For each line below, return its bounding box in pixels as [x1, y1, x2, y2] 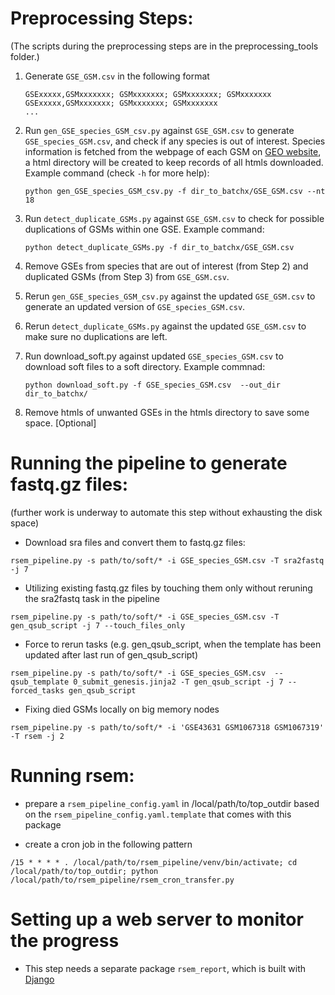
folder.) [10, 50, 40, 62]
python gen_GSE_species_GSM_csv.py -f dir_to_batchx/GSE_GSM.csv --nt [24, 186, 326, 196]
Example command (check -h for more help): [24, 167, 210, 179]
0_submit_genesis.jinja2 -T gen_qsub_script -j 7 [73, 677, 284, 687]
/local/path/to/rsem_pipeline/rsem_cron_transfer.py [10, 875, 235, 885]
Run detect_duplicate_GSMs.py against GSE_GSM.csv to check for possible [24, 212, 325, 224]
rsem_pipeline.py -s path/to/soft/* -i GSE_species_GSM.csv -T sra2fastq [10, 555, 325, 566]
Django [24, 973, 55, 985]
